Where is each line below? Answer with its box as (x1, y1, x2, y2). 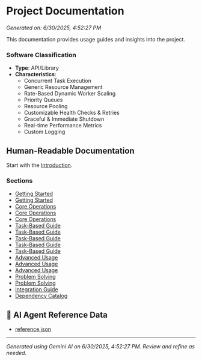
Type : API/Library (14, 64, 59, 71)
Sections (6, 176, 33, 184)
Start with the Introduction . (6, 162, 73, 169)
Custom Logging (23, 128, 66, 136)
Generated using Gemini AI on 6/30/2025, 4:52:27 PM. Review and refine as (6, 343, 195, 350)
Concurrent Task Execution (23, 77, 91, 85)
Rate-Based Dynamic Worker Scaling (23, 90, 116, 97)
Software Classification (6, 50, 76, 59)
